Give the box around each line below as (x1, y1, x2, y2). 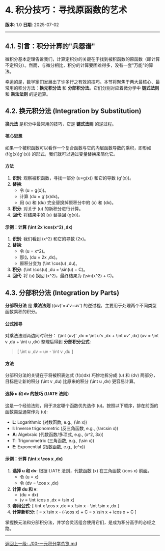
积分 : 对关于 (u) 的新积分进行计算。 (12, 205, 83, 211)
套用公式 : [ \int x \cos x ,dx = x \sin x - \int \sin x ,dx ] (12, 502, 119, 509)
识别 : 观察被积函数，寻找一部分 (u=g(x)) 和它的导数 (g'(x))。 (12, 175, 134, 181)
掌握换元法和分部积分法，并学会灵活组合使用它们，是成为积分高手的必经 (5, 519, 151, 525)
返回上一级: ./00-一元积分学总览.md (5, 540, 78, 546)
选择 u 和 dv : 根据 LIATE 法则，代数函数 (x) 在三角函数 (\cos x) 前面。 (12, 467, 152, 473)
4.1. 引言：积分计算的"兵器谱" (5, 42, 96, 51)
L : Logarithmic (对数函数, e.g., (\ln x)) (12, 419, 87, 425)
